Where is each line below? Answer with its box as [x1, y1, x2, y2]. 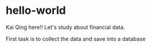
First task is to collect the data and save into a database [5, 35, 146, 42]
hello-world [5, 4, 67, 17]
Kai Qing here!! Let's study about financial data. [5, 23, 126, 31]
